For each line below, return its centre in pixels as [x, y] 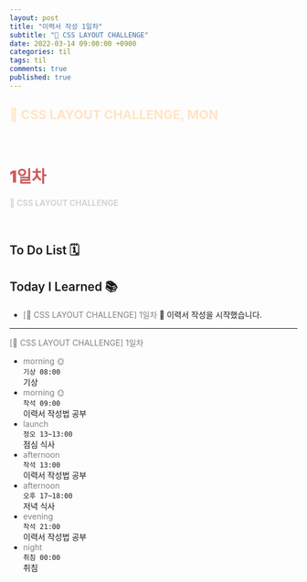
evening [37, 516]
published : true [40, 78]
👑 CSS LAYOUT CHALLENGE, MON [114, 115]
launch [35, 423]
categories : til [40, 52]
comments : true [38, 69]
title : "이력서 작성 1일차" [56, 26]
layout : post [34, 18]
